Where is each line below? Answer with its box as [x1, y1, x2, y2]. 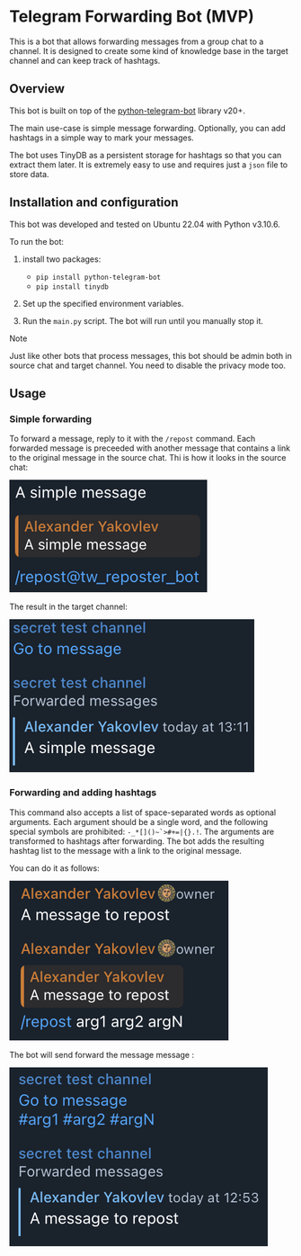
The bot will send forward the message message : [9, 1049, 195, 1060]
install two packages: [22, 254, 102, 265]
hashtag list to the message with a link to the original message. [9, 845, 243, 856]
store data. [9, 168, 49, 179]
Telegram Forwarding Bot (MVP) [9, 6, 254, 27]
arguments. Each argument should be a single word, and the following [9, 816, 269, 827]
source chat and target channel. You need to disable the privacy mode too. [9, 360, 286, 371]
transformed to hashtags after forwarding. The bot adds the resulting [9, 835, 265, 847]
